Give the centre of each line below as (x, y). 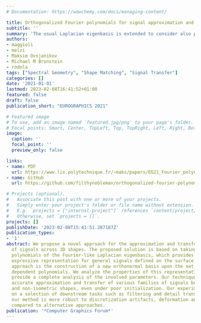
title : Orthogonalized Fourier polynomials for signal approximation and (100, 22)
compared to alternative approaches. (59, 305)
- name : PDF (21, 166)
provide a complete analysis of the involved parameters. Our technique (104, 278)
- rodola (17, 67)
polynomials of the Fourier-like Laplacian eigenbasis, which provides (103, 255)
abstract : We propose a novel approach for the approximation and (91, 244)
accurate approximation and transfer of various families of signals (100, 283)
